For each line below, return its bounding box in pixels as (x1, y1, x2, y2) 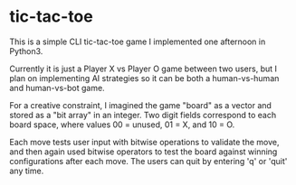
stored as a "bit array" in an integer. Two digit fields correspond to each (9, 109, 277, 120)
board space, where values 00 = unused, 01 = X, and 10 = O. (9, 119, 235, 130)
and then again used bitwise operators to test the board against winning (9, 146, 278, 157)
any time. (9, 165, 44, 176)
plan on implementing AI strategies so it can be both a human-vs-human (9, 72, 280, 83)
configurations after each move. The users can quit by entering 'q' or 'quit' (9, 155, 288, 166)
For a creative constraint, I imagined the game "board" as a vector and (9, 99, 272, 110)
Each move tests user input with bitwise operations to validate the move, (9, 136, 280, 147)
